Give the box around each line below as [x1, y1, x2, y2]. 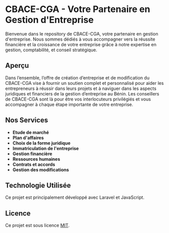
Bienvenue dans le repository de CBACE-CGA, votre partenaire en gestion [5, 31, 158, 37]
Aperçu [5, 61, 29, 70]
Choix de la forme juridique [12, 140, 71, 146]
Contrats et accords [12, 161, 55, 167]
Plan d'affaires [12, 135, 44, 141]
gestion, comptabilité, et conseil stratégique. [5, 47, 98, 53]
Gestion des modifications [12, 167, 69, 173]
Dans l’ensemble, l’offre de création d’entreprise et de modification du [5, 74, 150, 81]
